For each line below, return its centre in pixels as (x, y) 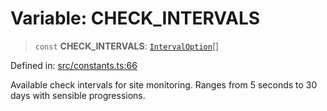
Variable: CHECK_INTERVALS (135, 18)
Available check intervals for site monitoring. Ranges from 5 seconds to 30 (164, 84)
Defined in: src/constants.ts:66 (74, 65)
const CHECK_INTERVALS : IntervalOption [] (127, 46)
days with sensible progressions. (78, 95)
